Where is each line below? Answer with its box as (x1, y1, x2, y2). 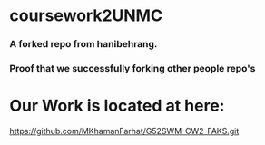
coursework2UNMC (9, 5, 163, 26)
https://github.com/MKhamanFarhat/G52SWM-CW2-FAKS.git (9, 125, 240, 136)
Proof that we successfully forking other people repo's (9, 63, 256, 75)
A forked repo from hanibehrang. (9, 38, 158, 51)
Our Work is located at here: (9, 96, 225, 116)
